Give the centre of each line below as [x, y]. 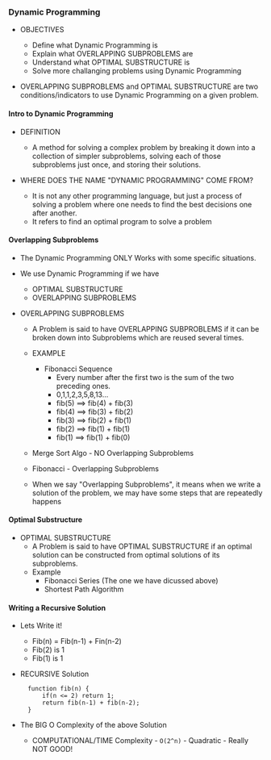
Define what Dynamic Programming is [95, 45]
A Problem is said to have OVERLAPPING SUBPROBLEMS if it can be [146, 328]
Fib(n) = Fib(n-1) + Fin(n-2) [77, 641]
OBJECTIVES [42, 30]
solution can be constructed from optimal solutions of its [126, 554]
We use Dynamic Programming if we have [90, 274]
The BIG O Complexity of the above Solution [93, 725]
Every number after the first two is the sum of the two [145, 377]
